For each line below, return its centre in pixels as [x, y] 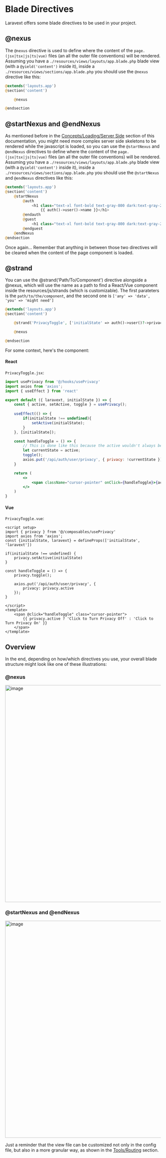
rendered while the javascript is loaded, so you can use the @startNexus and [82, 146]
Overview [21, 647]
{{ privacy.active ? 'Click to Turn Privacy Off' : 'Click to [88, 619]
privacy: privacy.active [48, 588]
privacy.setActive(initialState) [48, 558]
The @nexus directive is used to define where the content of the [69, 50]
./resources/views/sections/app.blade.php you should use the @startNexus [82, 173]
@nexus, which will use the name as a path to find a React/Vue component [81, 285]
